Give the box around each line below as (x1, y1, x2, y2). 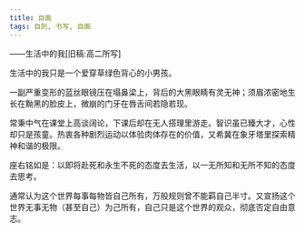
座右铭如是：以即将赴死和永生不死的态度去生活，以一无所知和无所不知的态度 (9, 159, 296, 170)
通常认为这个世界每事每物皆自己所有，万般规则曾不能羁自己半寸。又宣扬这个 (9, 190, 296, 201)
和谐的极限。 (16, 140, 65, 151)
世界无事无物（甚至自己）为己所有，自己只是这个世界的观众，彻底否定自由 (9, 201, 288, 212)
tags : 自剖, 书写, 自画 (9, 22, 91, 31)
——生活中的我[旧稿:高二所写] (9, 47, 122, 59)
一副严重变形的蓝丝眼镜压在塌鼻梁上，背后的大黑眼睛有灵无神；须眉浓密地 (9, 86, 288, 97)
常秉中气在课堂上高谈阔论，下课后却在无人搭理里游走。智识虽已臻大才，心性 (9, 117, 296, 128)
